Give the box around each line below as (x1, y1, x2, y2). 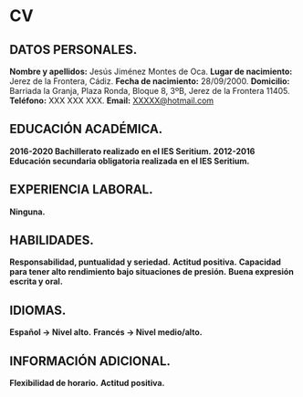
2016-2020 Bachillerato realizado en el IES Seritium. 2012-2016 (9, 145, 256, 156)
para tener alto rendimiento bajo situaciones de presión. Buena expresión (9, 266, 294, 277)
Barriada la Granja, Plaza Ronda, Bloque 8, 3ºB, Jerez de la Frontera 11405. (9, 86, 290, 96)
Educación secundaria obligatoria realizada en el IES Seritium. (9, 155, 250, 166)
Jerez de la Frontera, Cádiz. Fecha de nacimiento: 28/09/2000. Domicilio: (9, 76, 290, 87)
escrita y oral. (9, 276, 64, 287)
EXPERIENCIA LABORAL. (9, 182, 153, 197)
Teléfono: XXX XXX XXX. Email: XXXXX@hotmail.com (9, 95, 214, 106)
